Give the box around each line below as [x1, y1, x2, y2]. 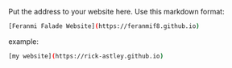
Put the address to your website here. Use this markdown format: [8, 7, 225, 16]
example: [8, 36, 39, 46]
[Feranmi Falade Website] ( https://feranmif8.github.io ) [8, 22, 200, 30]
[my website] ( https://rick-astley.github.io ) [8, 52, 164, 60]
